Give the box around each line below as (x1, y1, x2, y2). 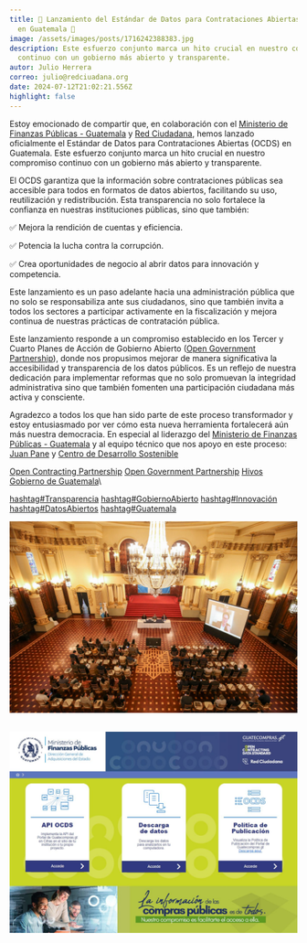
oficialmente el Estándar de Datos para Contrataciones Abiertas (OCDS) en (9, 137, 292, 148)
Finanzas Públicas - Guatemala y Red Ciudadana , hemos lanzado (9, 128, 255, 139)
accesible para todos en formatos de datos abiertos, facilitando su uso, (9, 184, 278, 196)
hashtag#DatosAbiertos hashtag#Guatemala (9, 503, 176, 514)
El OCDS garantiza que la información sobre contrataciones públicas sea (9, 175, 283, 186)
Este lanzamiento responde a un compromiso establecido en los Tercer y (9, 333, 284, 344)
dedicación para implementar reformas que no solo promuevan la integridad (9, 371, 297, 383)
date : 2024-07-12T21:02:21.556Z (9, 82, 132, 91)
